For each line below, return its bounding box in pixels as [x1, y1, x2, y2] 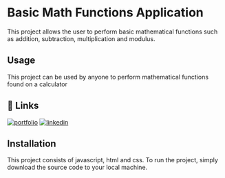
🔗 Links [7, 100, 39, 112]
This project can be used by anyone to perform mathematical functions [7, 73, 208, 81]
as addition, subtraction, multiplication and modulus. [7, 34, 156, 42]
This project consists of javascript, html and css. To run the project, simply [7, 156, 219, 164]
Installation [7, 138, 56, 149]
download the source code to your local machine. [7, 163, 148, 172]
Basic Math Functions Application [7, 5, 204, 21]
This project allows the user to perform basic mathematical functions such [7, 27, 218, 36]
